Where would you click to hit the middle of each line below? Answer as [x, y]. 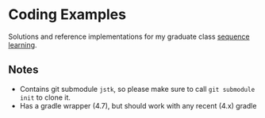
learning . [23, 44]
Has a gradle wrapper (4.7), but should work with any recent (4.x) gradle [138, 105]
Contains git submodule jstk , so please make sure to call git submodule [137, 89]
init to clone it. [45, 97]
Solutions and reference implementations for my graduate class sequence [129, 36]
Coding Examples [67, 15]
